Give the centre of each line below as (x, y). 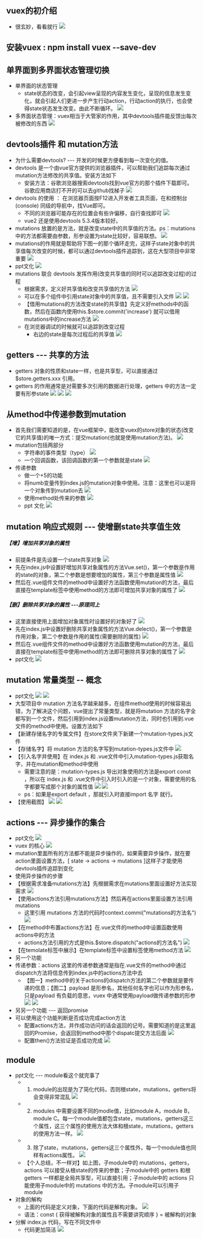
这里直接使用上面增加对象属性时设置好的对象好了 (76, 621)
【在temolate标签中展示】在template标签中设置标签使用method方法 (99, 950)
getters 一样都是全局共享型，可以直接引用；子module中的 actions (106, 1178)
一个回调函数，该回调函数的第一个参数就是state (83, 460)
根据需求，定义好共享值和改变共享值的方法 (77, 289)
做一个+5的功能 (43, 475)
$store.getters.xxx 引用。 (47, 378)
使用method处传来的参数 (55, 498)
